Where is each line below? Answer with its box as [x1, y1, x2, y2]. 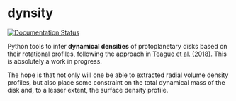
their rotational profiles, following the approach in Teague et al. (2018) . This [7, 49, 227, 58]
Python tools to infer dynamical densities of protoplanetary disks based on [7, 42, 228, 50]
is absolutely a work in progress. [7, 57, 103, 65]
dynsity [7, 5, 54, 21]
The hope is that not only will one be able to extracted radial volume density [7, 71, 229, 79]
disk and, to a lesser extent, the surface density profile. [7, 85, 169, 94]
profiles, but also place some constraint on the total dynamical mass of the [7, 78, 225, 86]
